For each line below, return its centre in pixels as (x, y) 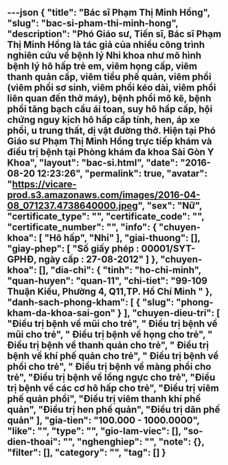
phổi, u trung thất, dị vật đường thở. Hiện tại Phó (112, 131)
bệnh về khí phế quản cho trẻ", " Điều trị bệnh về (113, 356)
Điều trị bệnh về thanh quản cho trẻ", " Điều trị (108, 345)
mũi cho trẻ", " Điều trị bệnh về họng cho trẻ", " (110, 335)
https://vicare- (44, 184)
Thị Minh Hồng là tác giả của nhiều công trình (106, 45)
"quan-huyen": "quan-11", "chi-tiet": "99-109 (107, 281)
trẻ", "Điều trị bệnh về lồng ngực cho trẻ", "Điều (111, 377)
